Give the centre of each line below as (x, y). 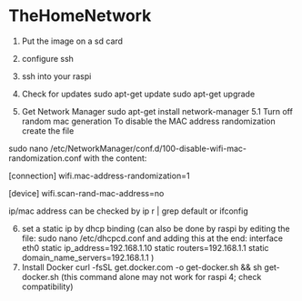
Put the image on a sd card (72, 41)
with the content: (116, 158)
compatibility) (47, 286)
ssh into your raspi (56, 76)
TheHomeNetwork (80, 16)
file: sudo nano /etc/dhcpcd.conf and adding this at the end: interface (152, 238)
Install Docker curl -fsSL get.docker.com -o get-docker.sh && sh (142, 267)
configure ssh (48, 58)
